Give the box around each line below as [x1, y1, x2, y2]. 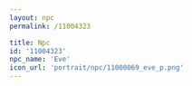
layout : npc [9, 13, 54, 23]
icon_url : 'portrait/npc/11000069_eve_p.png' [9, 63, 184, 72]
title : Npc [9, 38, 51, 47]
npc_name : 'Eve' [9, 55, 71, 64]
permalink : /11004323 [9, 22, 91, 31]
